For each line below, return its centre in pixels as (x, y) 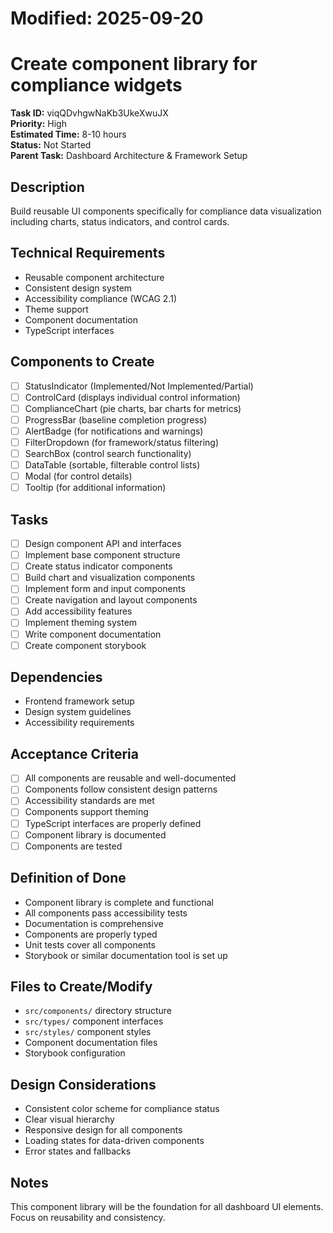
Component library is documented (95, 834)
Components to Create (82, 362)
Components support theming (86, 812)
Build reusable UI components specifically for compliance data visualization (166, 211)
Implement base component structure (102, 555)
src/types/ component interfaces (94, 1021)
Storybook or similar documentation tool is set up (126, 955)
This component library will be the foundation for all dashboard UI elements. (167, 1206)
